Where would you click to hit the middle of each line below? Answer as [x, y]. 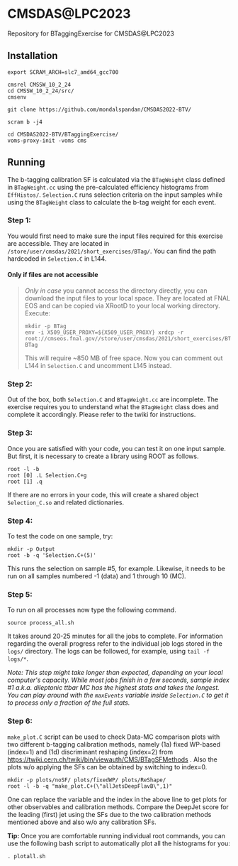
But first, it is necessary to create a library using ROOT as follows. [103, 456]
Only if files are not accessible [53, 275]
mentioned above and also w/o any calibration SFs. [82, 822]
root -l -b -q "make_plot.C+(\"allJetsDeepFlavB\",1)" [90, 786]
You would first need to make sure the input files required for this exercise [115, 236]
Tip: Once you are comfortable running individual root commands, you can [116, 835]
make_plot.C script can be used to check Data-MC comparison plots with [114, 737]
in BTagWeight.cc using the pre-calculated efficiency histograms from [108, 187]
